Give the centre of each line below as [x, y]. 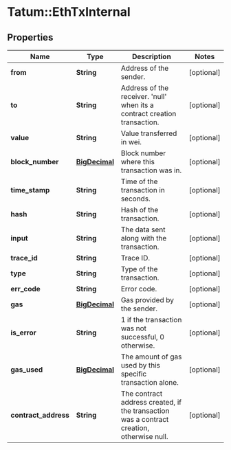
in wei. [131, 142]
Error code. [139, 289]
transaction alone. [150, 382]
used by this [140, 365]
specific [134, 374]
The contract [142, 394]
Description [152, 57]
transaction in [143, 190]
